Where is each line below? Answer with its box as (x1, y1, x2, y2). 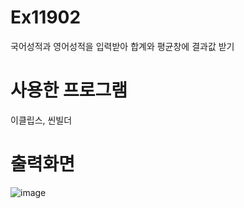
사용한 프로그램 (10, 79, 128, 102)
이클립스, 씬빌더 (10, 114, 73, 126)
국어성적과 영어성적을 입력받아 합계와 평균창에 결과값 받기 (10, 40, 235, 52)
